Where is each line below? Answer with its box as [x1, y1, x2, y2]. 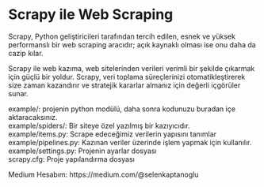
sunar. [8, 88, 29, 98]
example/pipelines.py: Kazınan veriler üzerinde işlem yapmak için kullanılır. [8, 137, 252, 147]
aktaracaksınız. [8, 112, 58, 122]
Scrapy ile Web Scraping [8, 6, 174, 24]
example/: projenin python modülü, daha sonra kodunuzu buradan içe [8, 104, 236, 114]
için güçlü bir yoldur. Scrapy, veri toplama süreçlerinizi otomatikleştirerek [8, 72, 246, 81]
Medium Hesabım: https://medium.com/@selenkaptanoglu [8, 170, 199, 179]
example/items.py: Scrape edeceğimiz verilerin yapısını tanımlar [8, 129, 216, 139]
